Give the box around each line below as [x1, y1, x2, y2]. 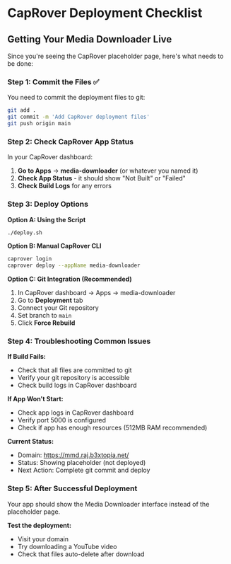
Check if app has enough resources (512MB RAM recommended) [17, 423, 208, 432]
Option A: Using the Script [7, 215, 86, 224]
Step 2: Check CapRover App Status [7, 137, 134, 146]
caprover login [7, 255, 52, 263]
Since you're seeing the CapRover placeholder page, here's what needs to [7, 52, 224, 60]
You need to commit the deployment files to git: [7, 93, 146, 102]
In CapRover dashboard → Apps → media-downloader [17, 289, 176, 297]
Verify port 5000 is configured [17, 416, 106, 425]
